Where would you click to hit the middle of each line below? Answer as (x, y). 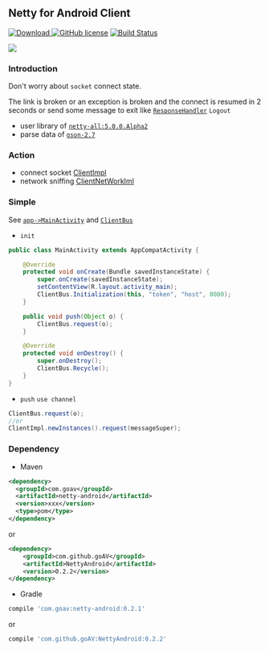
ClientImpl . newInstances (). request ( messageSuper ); (95, 429)
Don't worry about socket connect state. (75, 86)
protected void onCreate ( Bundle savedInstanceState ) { (116, 272)
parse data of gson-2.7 (57, 134)
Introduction (33, 68)
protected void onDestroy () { (73, 353)
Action (22, 155)
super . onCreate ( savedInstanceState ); (100, 280)
